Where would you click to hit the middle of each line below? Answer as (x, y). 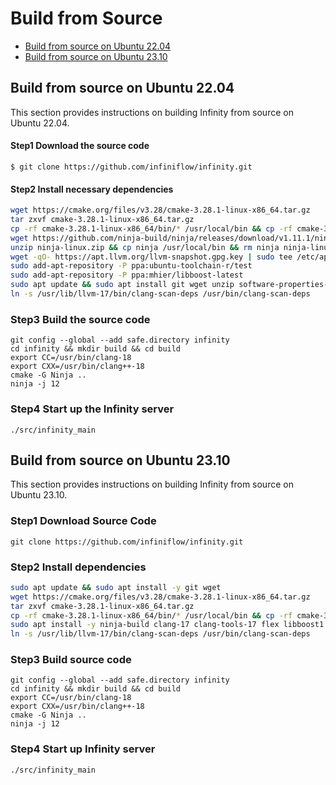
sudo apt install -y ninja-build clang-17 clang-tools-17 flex (145, 625)
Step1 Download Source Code (83, 521)
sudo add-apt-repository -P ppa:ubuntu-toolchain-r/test (131, 266)
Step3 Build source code (71, 660)
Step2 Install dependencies (78, 567)
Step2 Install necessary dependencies (92, 189)
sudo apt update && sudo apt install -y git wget (116, 587)
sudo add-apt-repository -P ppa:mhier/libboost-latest (127, 275)
